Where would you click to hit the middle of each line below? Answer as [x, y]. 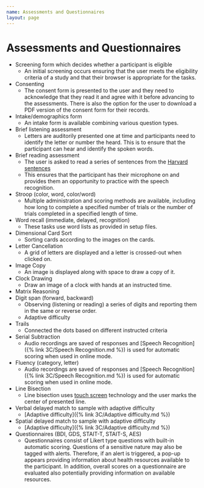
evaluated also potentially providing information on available [100, 473]
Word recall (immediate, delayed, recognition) [72, 220]
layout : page [23, 18]
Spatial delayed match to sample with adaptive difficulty [85, 421]
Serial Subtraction [38, 337]
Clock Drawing [34, 279]
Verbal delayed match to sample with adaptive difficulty [85, 408]
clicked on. [38, 259]
